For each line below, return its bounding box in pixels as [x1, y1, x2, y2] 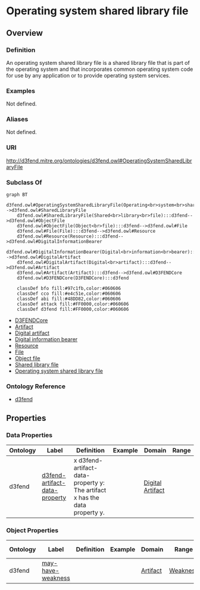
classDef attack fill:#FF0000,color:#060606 [17, 301, 129, 307]
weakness [41, 574, 70, 582]
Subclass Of [6, 178, 43, 186]
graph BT [6, 192, 28, 198]
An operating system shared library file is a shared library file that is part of [6, 59, 190, 66]
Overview [6, 28, 43, 38]
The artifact [73, 486, 107, 495]
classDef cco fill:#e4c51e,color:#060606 [17, 291, 121, 297]
